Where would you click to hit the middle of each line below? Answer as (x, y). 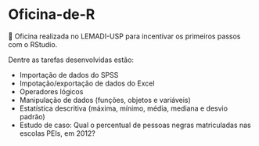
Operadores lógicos (51, 91)
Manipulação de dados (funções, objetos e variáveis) (105, 100)
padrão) (32, 116)
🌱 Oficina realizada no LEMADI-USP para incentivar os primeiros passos (124, 36)
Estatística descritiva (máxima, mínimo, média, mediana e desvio (124, 108)
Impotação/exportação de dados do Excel (87, 83)
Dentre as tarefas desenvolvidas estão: (71, 60)
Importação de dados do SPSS (69, 75)
